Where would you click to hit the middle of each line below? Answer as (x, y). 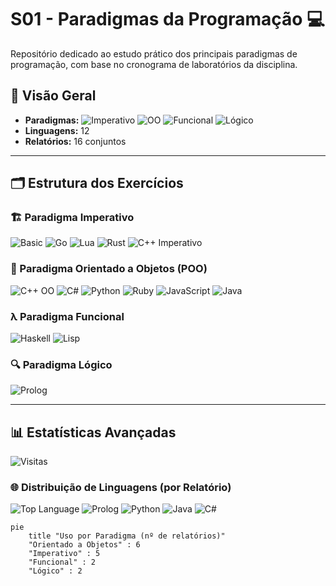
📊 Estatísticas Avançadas (93, 432)
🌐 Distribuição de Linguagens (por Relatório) (121, 488)
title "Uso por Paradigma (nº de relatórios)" (127, 536)
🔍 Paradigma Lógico (61, 364)
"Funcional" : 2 (62, 562)
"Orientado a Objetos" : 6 (84, 545)
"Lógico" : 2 (55, 571)
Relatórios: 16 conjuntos (75, 141)
